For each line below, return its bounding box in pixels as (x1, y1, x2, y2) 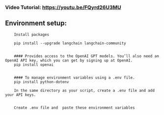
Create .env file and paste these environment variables (14, 105, 135, 110)
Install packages (14, 32, 50, 37)
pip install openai (14, 62, 54, 67)
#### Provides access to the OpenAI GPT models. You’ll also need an (14, 54, 160, 58)
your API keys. (5, 92, 36, 97)
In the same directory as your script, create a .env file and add (14, 88, 155, 93)
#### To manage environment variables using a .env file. (14, 75, 135, 80)
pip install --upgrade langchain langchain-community (14, 41, 126, 46)
